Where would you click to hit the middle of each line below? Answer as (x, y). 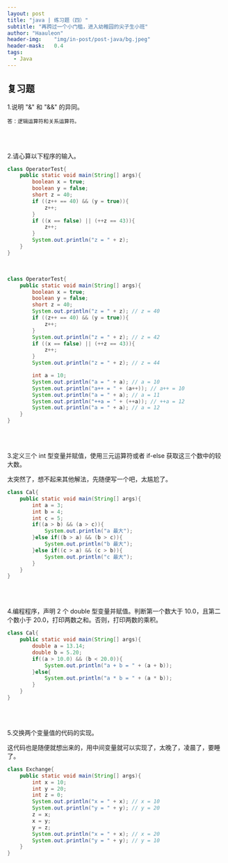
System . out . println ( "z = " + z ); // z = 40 (96, 311)
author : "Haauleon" (35, 33)
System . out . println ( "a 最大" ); (89, 531)
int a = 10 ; (50, 376)
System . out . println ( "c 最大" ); (89, 557)
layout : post (26, 14)
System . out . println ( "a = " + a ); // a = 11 (96, 395)
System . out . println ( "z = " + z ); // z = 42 (96, 337)
